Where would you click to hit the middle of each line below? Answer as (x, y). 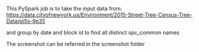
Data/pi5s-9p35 (26, 21)
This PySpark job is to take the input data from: (64, 9)
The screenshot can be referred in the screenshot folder (76, 44)
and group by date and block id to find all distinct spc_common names (93, 32)
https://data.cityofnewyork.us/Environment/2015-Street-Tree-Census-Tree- (99, 15)
